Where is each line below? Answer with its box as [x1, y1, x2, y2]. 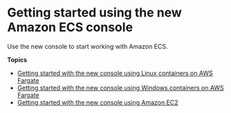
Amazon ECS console [7, 19, 133, 35]
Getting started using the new [7, 5, 182, 21]
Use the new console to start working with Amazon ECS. [7, 42, 168, 50]
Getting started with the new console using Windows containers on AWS [17, 83, 225, 92]
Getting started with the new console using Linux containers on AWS [17, 69, 213, 77]
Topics [7, 55, 28, 63]
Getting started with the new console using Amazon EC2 [17, 98, 178, 106]
